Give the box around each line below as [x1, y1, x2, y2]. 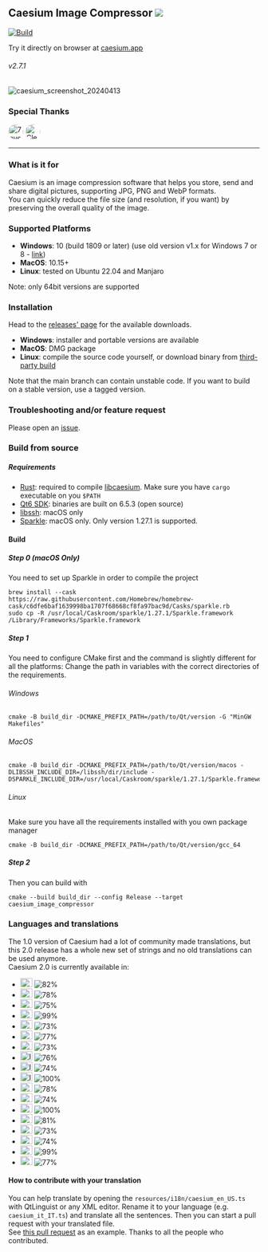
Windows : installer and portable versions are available [19, 335, 199, 345]
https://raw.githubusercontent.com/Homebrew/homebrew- [8, 595, 195, 603]
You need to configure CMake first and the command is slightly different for [8, 653, 257, 663]
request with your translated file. [8, 1219, 116, 1228]
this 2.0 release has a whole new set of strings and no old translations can [8, 945, 253, 955]
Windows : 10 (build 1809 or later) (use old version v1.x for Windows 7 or [19, 241, 258, 250]
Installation [8, 301, 53, 313]
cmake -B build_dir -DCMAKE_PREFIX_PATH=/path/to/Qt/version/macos [8, 762, 238, 770]
